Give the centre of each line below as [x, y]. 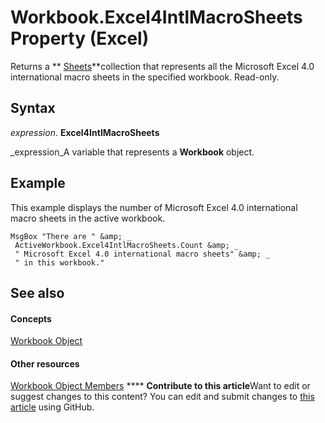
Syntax [33, 108]
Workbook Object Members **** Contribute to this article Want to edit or [160, 386]
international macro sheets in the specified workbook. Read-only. [145, 77]
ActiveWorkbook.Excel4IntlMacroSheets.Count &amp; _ [127, 245]
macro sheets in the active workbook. [88, 218]
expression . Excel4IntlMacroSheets [85, 132]
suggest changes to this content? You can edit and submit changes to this [162, 397]
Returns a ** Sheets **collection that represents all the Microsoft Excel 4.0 [162, 66]
